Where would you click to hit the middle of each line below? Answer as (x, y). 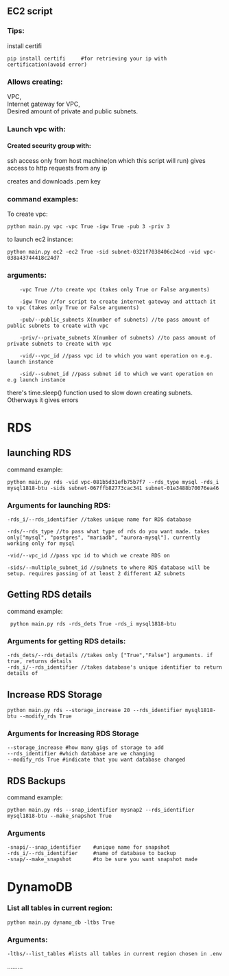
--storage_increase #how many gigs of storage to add (86, 748)
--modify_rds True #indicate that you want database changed (96, 760)
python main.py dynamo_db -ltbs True (61, 922)
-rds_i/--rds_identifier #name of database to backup (92, 854)
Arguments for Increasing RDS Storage (73, 733)
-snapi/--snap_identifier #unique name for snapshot (88, 847)
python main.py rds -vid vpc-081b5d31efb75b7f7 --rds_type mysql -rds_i (113, 482)
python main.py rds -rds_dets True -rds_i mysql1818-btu (93, 624)
